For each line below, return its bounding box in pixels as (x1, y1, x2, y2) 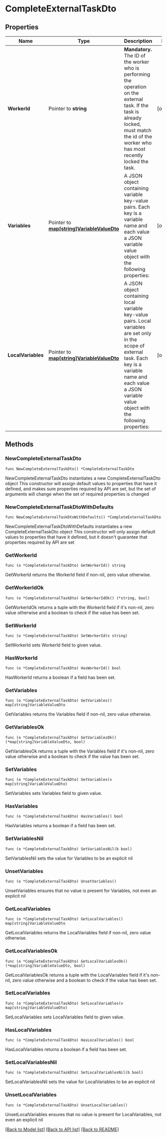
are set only (124, 330, 152, 337)
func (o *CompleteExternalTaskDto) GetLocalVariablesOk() (5, 959, 128, 964)
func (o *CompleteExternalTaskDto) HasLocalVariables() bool (5, 1038, 135, 1043)
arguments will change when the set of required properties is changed (5, 491, 149, 497)
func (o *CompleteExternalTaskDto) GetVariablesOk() (5, 735, 117, 740)
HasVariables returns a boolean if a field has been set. (5, 823, 116, 829)
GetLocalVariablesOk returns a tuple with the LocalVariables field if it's (5, 972, 150, 978)
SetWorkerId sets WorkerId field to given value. (5, 642, 102, 648)
